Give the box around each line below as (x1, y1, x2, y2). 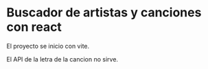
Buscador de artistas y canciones (6, 5, 202, 20)
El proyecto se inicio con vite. (6, 42, 90, 50)
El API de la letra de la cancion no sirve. (6, 55, 118, 63)
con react (6, 19, 62, 35)
